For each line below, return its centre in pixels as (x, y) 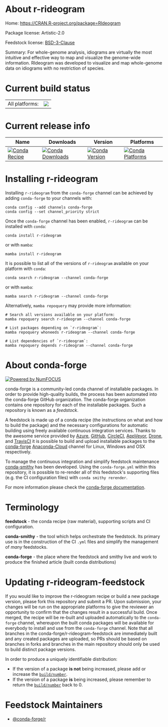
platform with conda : (26, 269)
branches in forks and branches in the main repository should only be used (82, 644)
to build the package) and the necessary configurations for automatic (77, 425)
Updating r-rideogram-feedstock (75, 582)
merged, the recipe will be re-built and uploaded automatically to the (76, 617)
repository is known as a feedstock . (42, 410)
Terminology (32, 507)
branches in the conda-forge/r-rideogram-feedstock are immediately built (81, 633)
